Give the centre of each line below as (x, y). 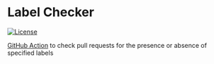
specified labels (30, 53)
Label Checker (51, 12)
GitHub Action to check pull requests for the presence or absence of (107, 45)
